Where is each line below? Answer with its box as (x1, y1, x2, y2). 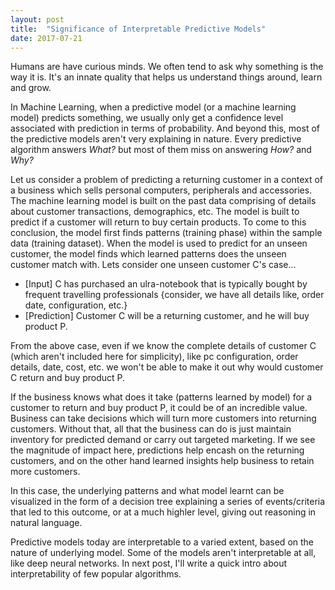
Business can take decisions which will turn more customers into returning (10, 412, 317, 425)
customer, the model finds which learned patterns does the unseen (10, 248, 287, 260)
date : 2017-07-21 (10, 33, 83, 43)
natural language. (10, 517, 83, 529)
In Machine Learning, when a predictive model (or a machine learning (10, 101, 297, 113)
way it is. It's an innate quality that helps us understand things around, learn (10, 71, 323, 83)
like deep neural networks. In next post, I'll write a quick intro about (10, 557, 288, 570)
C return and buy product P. (10, 372, 126, 384)
